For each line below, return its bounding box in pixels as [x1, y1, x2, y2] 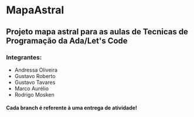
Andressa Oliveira [14, 66, 57, 73]
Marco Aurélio [14, 85, 49, 92]
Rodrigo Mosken [14, 91, 55, 98]
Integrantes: [6, 53, 42, 61]
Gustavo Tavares [14, 79, 56, 86]
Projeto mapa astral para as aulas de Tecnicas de [6, 27, 189, 37]
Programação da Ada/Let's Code [6, 36, 128, 45]
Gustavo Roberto [14, 72, 56, 79]
